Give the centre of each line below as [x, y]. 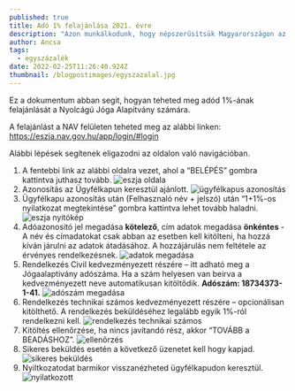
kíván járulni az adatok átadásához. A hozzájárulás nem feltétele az [144, 245]
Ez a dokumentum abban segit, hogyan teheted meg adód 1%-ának [132, 100]
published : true [39, 17]
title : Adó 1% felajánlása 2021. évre [80, 26]
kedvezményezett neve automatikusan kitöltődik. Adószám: [131, 283]
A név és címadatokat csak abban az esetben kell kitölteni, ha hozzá [146, 236]
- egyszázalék [43, 58]
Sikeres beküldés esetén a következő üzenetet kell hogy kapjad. [138, 349]
